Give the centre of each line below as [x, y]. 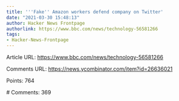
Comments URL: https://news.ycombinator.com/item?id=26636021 [89, 69]
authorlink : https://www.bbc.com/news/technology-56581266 [82, 29]
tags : [13, 34]
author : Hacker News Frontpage [46, 23]
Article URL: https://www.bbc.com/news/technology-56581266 [85, 57]
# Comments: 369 [29, 92]
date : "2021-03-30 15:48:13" [43, 18]
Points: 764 [21, 80]
